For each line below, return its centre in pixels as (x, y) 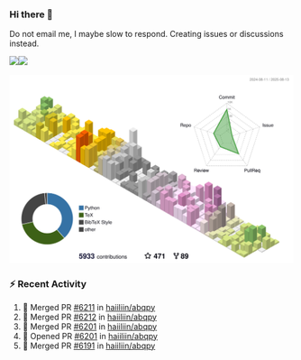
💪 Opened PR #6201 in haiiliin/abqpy (90, 336)
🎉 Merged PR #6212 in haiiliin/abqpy (90, 317)
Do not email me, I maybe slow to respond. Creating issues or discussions (146, 34)
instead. (24, 43)
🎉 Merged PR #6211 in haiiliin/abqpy (89, 307)
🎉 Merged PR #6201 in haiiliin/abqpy (90, 326)
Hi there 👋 (32, 14)
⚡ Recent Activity (48, 284)
